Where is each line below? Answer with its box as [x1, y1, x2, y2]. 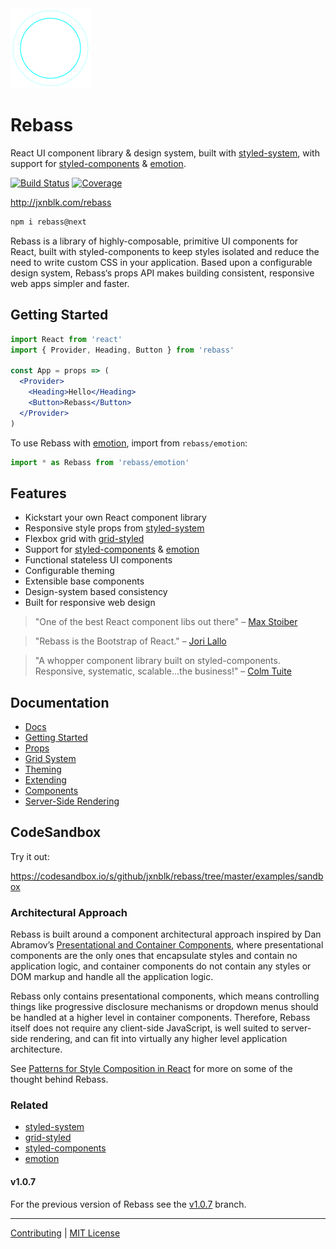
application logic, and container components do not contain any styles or [10, 960, 312, 972]
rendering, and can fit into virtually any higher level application [29, 1033, 288, 1045]
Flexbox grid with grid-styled [24, 533, 145, 545]
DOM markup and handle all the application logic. [10, 971, 214, 983]
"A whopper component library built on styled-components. [34, 655, 281, 667]
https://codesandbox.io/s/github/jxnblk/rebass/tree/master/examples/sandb [10, 870, 324, 882]
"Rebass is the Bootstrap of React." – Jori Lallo [34, 635, 227, 647]
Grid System [24, 753, 77, 764]
